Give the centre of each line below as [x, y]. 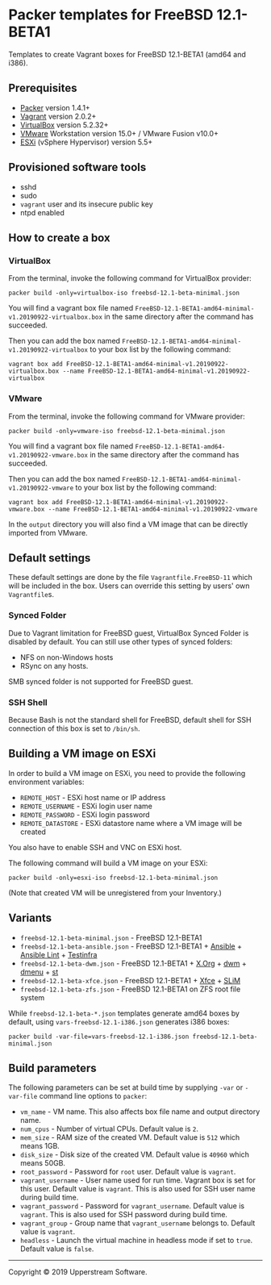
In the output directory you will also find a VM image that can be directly [128, 524]
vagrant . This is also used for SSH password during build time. [124, 1215]
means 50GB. [43, 1163]
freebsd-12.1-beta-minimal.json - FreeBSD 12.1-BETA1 [111, 937]
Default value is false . [57, 1249]
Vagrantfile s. [31, 595]
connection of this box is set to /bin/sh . [74, 728]
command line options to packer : [93, 1096]
